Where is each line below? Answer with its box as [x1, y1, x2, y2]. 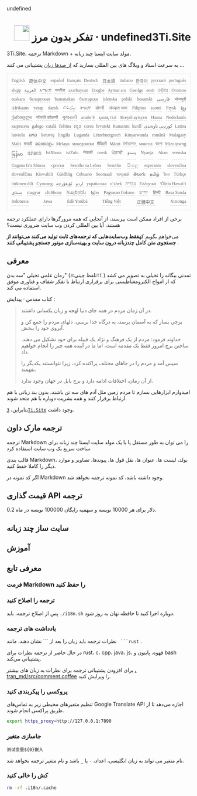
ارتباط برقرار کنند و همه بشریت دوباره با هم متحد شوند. [6, 394, 127, 402]
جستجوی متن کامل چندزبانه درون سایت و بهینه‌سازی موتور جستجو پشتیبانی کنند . [6, 239, 179, 246]
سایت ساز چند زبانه [6, 523, 69, 533]
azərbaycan [68, 87, 89, 93]
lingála [58, 132, 71, 138]
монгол [139, 141, 153, 147]
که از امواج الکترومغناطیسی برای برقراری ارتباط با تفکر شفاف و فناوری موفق [6, 278, 176, 285]
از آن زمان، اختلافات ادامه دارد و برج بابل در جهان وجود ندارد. [20, 377, 154, 384]
